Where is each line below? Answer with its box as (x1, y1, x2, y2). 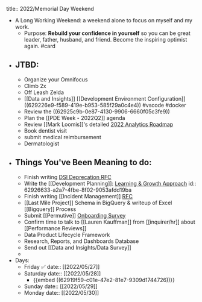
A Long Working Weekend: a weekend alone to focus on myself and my (14, 17, 193, 24)
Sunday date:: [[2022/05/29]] (24, 283, 98, 290)
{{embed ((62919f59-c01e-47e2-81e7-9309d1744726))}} (33, 276, 175, 283)
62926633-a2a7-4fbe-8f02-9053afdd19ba (24, 186, 131, 193)
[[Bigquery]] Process (24, 205, 77, 213)
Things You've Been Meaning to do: (14, 157, 152, 168)
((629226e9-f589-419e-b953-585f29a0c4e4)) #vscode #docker (24, 101, 186, 109)
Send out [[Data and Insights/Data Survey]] (24, 244, 131, 251)
